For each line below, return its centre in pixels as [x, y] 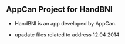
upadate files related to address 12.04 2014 [67, 35]
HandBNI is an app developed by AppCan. [65, 23]
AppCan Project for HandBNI [59, 10]
